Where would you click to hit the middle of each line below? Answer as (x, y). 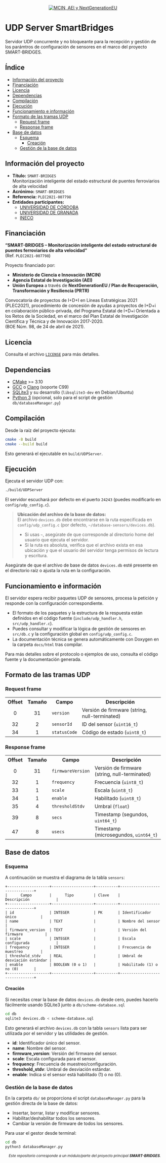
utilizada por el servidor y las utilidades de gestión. (57, 1033)
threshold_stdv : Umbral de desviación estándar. (62, 1069)
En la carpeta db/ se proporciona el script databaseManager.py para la (75, 1098)
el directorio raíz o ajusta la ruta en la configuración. (58, 571)
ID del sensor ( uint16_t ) (110, 724)
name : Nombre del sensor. (39, 1048)
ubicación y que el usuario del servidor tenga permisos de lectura (92, 550)
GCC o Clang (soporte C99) (41, 387)
